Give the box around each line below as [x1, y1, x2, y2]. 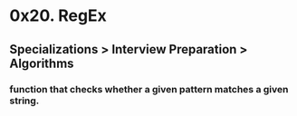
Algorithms [9, 55, 74, 71]
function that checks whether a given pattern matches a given [9, 82, 289, 95]
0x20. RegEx [9, 5, 107, 26]
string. [9, 94, 40, 107]
